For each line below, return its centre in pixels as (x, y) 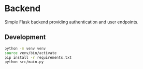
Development (25, 37)
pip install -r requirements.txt (38, 57)
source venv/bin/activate (30, 53)
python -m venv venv (25, 48)
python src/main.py (24, 62)
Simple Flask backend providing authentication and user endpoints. (71, 22)
